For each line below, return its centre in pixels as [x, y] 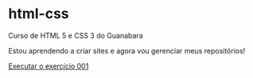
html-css [39, 14]
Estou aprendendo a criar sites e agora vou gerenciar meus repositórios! [127, 50]
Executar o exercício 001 [49, 66]
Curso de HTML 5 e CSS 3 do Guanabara [76, 35]
